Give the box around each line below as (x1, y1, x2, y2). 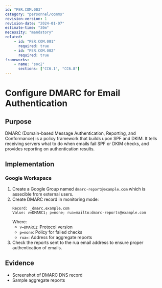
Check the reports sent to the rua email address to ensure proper (12, 240, 143, 245)
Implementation (5, 160, 55, 168)
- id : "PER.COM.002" (14, 48, 56, 53)
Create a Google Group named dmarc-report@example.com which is (12, 186, 146, 192)
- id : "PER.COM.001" (14, 39, 56, 44)
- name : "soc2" (14, 62, 45, 67)
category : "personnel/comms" (5, 12, 65, 17)
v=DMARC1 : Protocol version (19, 224, 73, 230)
